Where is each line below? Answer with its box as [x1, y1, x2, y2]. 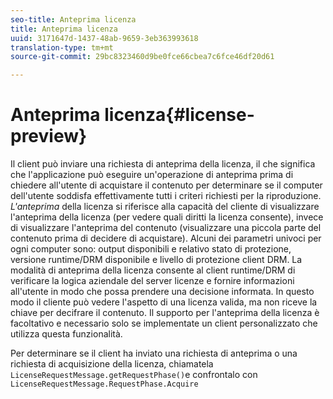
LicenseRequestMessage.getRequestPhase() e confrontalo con [10, 369, 258, 381]
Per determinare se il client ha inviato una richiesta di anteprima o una [10, 347, 298, 360]
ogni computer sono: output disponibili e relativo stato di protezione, [10, 243, 292, 255]
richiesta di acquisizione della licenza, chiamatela [10, 358, 214, 370]
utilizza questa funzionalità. [10, 328, 123, 340]
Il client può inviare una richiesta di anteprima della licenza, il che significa [10, 158, 316, 170]
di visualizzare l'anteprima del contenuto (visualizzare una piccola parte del [10, 222, 322, 234]
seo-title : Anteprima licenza [10, 14, 137, 25]
